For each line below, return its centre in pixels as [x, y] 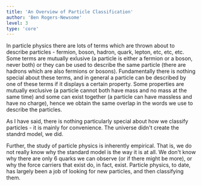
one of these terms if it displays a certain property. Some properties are [95, 84]
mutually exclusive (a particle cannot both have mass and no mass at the [96, 90]
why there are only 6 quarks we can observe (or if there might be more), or [99, 159]
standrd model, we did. [35, 134]
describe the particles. [34, 110]
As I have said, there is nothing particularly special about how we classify [97, 122]
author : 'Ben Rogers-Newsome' [44, 17]
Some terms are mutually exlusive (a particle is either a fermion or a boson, [99, 58]
